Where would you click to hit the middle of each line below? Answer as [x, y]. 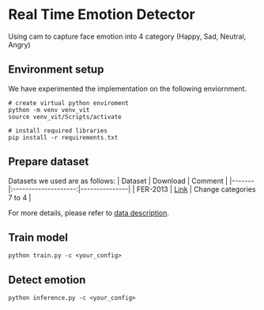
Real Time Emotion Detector [102, 15]
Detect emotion [47, 280]
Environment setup [56, 70]
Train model [38, 237]
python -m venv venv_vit [49, 110]
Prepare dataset [49, 162]
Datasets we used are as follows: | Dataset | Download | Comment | [118, 181]
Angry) [19, 44]
